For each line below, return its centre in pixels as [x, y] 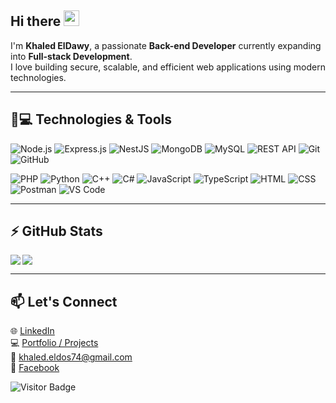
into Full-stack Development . [71, 56]
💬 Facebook [35, 368]
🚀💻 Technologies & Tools [91, 119]
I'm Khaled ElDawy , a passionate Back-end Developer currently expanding [166, 45]
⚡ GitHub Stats [56, 231]
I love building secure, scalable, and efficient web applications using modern [168, 67]
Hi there [36, 21]
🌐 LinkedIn [32, 331]
